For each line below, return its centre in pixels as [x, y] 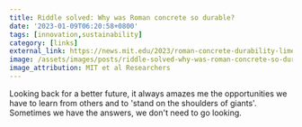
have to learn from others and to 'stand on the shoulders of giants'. [133, 103]
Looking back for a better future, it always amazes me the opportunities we [148, 93]
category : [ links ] [44, 43]
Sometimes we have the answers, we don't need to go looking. [126, 113]
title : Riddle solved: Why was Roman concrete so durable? [122, 18]
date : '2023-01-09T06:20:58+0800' [74, 26]
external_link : [38, 51]
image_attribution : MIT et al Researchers [90, 68]
